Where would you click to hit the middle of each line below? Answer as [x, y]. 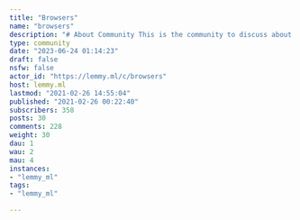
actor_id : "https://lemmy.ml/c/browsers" [88, 77]
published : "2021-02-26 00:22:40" [74, 101]
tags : [19, 186]
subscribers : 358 [42, 110]
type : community [40, 43]
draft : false [34, 60]
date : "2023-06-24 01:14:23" [64, 51]
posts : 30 [28, 118]
